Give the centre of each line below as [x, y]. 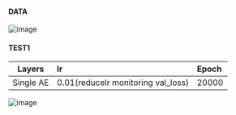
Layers [31, 69]
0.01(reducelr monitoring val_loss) [122, 83]
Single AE [31, 83]
